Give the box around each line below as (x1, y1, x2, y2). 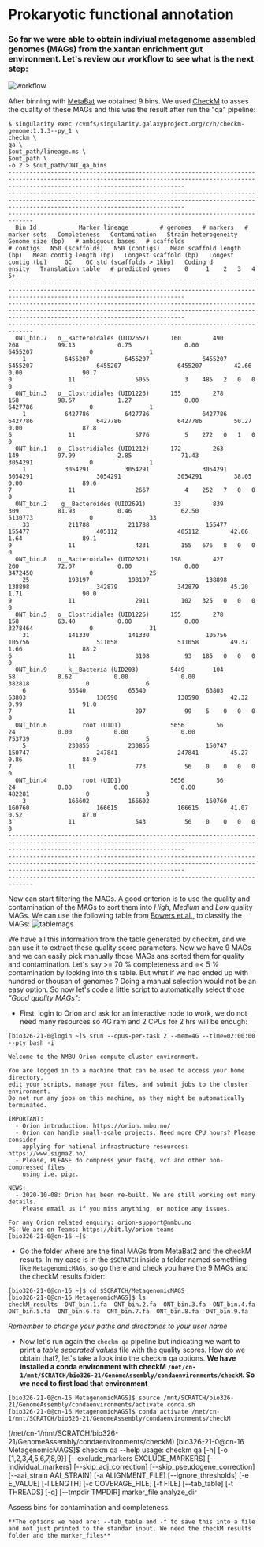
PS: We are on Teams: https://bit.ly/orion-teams (8, 1226, 175, 1233)
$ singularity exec (8, 120, 73, 128)
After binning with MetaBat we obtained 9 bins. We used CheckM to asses (8, 96, 250, 106)
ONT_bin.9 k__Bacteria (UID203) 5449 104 (15, 666, 224, 674)
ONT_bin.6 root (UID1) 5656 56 (15, 721, 224, 730)
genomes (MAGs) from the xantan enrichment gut (8, 43, 203, 54)
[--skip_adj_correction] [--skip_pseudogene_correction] (73, 1463, 255, 1472)
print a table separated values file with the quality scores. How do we (19, 1345, 246, 1355)
